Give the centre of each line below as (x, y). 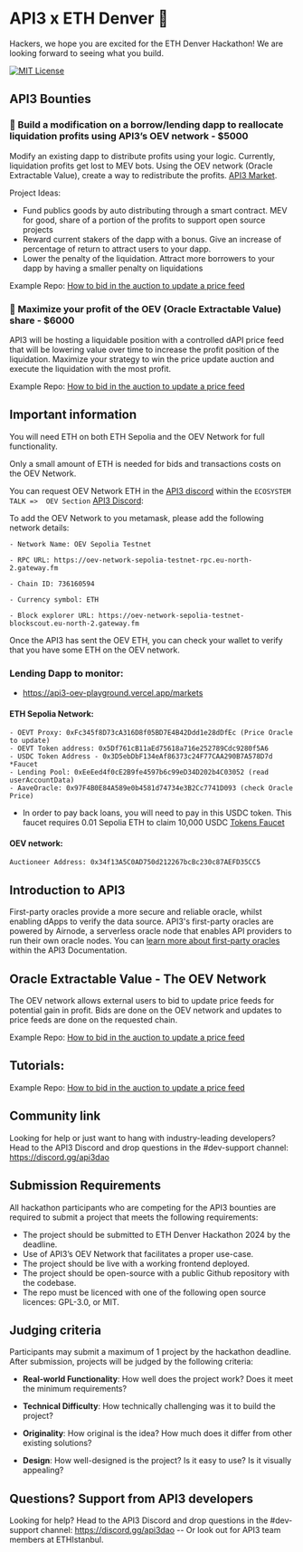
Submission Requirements (85, 1186)
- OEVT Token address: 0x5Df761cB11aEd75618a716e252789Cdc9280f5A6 (139, 749)
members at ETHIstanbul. (57, 1540)
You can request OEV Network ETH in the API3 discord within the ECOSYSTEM (150, 490)
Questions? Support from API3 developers (132, 1498)
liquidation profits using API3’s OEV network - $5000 (129, 137)
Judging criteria (56, 1330)
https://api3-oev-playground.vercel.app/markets (113, 693)
